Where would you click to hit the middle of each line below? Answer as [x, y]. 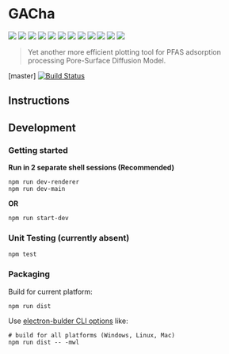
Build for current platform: [50, 291]
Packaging [29, 274]
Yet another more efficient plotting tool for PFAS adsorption [124, 51]
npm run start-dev [38, 219]
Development [42, 128]
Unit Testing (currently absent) [69, 238]
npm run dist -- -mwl [44, 342]
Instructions [39, 101]
